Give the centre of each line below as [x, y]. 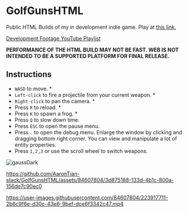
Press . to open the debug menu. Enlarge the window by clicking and [98, 132]
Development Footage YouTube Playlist [53, 38]
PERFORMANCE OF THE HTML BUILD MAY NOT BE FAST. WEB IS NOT [93, 50]
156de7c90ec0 [24, 186]
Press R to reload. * [38, 107]
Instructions [29, 75]
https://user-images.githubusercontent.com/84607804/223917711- [87, 197]
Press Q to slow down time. [47, 120]
